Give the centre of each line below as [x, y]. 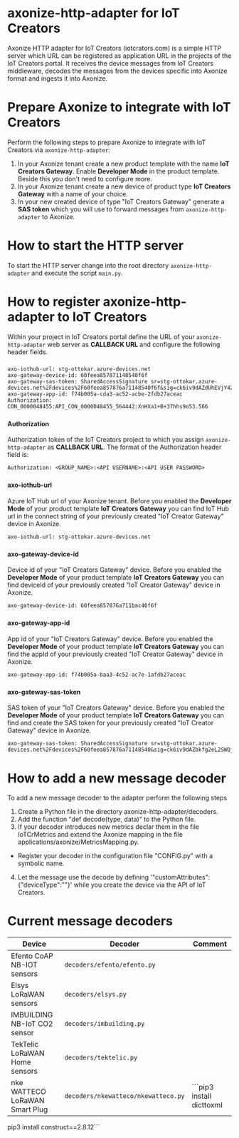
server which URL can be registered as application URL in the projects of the [119, 56]
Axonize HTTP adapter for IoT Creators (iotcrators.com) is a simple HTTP [115, 48]
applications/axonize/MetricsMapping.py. [78, 842]
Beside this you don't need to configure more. [85, 178]
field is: [18, 455]
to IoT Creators [102, 317]
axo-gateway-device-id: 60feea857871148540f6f [78, 375]
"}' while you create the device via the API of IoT [135, 885]
